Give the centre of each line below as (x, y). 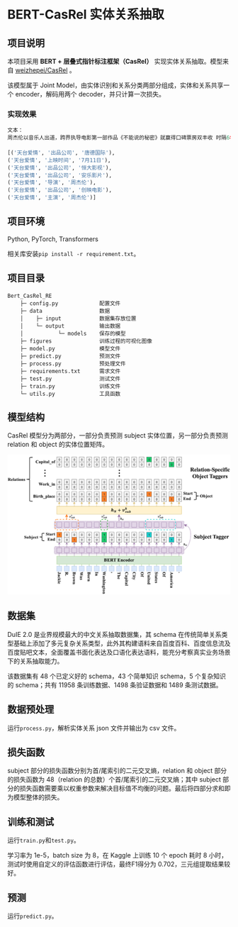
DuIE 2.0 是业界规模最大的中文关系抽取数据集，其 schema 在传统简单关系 (114, 634)
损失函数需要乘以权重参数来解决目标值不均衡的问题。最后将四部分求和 (122, 789)
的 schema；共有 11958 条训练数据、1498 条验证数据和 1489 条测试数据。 (115, 684)
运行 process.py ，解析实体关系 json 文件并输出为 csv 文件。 (94, 728)
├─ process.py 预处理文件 (73, 363)
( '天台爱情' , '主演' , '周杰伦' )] (52, 198)
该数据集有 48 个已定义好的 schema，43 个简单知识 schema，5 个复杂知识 (117, 676)
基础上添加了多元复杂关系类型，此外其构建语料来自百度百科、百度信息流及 (122, 643)
